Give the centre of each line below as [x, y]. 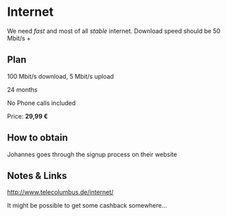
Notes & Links [37, 176]
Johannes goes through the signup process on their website [92, 154]
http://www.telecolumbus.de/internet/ [60, 192]
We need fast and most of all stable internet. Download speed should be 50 [114, 31]
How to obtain [38, 138]
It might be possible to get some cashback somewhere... [87, 206]
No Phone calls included [41, 103]
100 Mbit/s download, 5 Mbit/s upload [61, 76]
